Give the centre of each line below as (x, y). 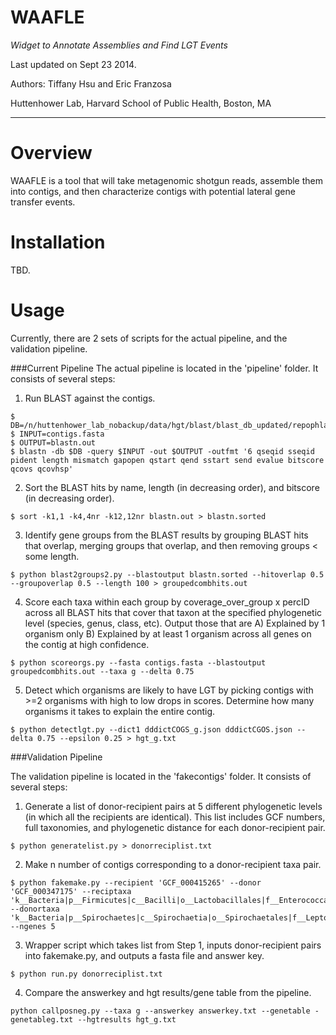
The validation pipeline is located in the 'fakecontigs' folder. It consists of (161, 776)
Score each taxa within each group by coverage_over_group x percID (167, 602)
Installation (58, 242)
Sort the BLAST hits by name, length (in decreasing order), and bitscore (172, 487)
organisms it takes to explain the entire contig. (120, 711)
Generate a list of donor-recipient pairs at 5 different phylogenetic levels (173, 806)
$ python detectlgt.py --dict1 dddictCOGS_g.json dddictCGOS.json (151, 729)
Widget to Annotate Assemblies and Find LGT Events (119, 45)
